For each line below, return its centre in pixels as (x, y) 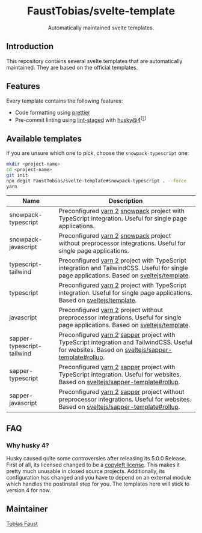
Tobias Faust (22, 523)
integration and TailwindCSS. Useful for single (123, 268)
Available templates (44, 138)
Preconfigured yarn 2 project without (111, 310)
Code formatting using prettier (52, 112)
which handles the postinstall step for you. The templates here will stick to (98, 484)
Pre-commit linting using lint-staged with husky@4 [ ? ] (81, 119)
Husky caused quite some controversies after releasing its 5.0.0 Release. (96, 459)
